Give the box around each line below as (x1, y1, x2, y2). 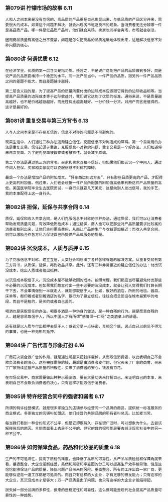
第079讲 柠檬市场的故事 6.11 (5, 4, 73, 11)
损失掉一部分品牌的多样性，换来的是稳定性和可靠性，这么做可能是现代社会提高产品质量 (5, 487, 158, 493)
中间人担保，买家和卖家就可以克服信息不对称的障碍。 (5, 165, 99, 170)
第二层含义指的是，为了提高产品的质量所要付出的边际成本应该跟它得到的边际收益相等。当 (5, 88, 162, 93)
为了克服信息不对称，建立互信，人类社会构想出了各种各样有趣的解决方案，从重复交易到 (5, 257, 158, 262)
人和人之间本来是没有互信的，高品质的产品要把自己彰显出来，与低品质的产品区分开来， (5, 17, 158, 22)
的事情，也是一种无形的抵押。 (5, 329, 58, 335)
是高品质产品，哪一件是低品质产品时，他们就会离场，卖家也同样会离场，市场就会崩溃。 (5, 28, 158, 33)
